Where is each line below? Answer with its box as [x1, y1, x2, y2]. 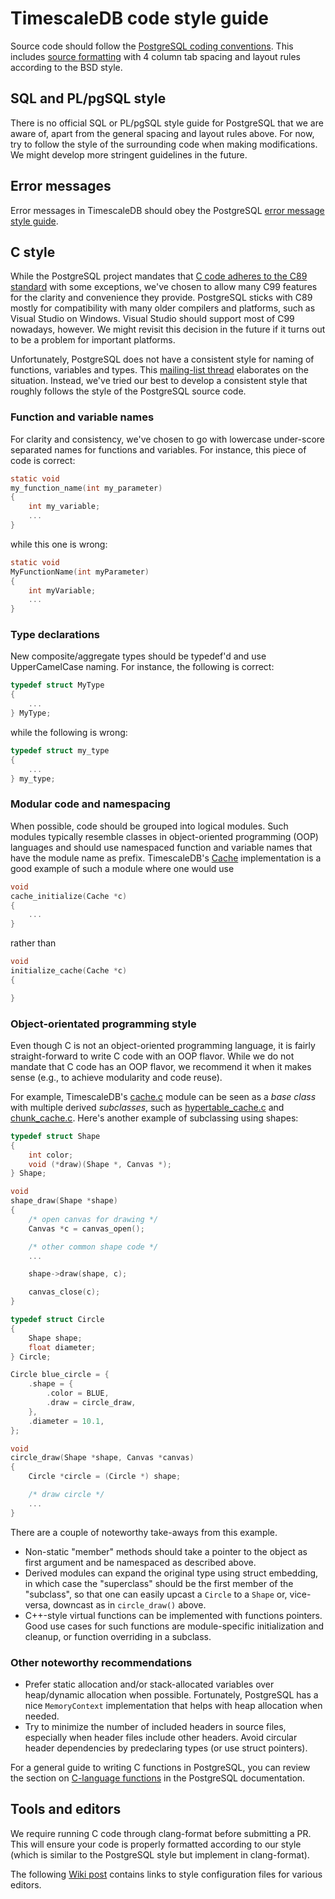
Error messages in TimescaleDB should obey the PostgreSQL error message [10, 204, 325, 216]
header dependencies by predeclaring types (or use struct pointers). [24, 1742, 308, 1754]
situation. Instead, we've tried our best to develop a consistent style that [10, 375, 308, 387]
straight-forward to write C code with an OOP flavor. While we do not [10, 1050, 295, 1062]
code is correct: [10, 454, 76, 466]
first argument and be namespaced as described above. [24, 1556, 257, 1568]
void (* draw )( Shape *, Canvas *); [28, 1159, 172, 1169]
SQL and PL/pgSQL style [10, 90, 167, 107]
